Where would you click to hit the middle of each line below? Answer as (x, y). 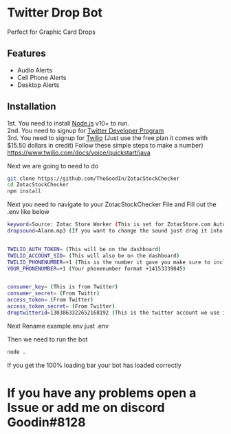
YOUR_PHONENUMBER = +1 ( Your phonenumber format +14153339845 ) (97, 268)
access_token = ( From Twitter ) (51, 300)
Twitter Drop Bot (55, 13)
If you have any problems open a (102, 393)
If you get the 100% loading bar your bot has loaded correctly (95, 365)
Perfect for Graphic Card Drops (52, 32)
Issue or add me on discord (86, 407)
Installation (32, 107)
